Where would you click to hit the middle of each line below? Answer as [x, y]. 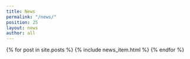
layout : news [22, 28]
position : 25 [22, 22]
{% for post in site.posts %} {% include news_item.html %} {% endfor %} [95, 50]
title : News [21, 11]
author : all [21, 33]
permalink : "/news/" [32, 17]
